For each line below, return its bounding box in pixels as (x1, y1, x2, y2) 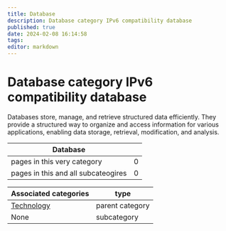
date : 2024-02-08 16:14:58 (7, 30, 87, 38)
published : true (7, 23, 55, 31)
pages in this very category (11, 156, 102, 166)
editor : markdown (7, 43, 59, 50)
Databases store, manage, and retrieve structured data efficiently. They (7, 112, 217, 121)
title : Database (7, 10, 55, 18)
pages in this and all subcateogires (11, 168, 127, 178)
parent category (95, 200, 150, 210)
